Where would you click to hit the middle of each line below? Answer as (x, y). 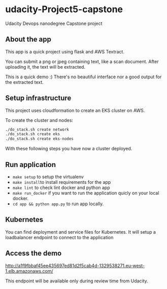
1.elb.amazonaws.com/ (29, 271)
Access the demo (34, 253)
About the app (28, 39)
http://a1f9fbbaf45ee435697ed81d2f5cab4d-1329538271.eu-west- (75, 266)
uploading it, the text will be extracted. (45, 67)
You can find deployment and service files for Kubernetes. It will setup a (81, 232)
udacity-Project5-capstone (64, 9)
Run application (31, 164)
